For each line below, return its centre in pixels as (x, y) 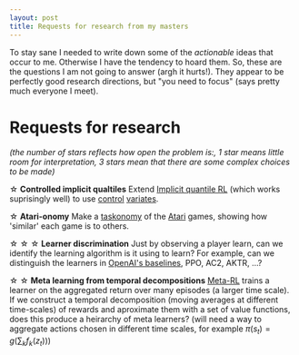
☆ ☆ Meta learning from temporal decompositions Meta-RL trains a (140, 281)
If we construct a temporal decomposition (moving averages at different (144, 300)
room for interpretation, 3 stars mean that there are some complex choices (150, 162)
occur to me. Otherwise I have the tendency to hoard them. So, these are (146, 62)
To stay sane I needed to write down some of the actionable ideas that (142, 52)
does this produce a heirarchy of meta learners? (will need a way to (135, 320)
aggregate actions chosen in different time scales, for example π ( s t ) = (140, 330)
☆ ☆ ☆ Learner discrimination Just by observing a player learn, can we (146, 244)
